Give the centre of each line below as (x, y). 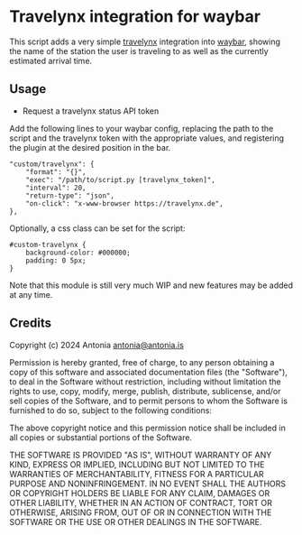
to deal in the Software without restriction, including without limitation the (145, 382)
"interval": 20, (56, 188)
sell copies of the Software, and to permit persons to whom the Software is (149, 401)
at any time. (31, 294)
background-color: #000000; (78, 253)
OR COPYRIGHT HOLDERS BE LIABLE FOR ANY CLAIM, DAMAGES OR (140, 493)
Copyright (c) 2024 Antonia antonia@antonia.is (97, 345)
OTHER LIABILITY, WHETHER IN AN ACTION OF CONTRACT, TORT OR (141, 503)
